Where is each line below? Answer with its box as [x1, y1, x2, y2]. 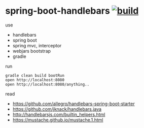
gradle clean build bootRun [5, 73, 65, 78]
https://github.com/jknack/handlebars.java [12, 106, 102, 112]
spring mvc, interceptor [12, 42, 62, 48]
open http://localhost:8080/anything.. [5, 82, 90, 87]
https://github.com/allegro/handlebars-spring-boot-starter [12, 101, 135, 107]
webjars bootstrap [12, 48, 51, 54]
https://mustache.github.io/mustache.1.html [12, 117, 103, 123]
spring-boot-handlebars [5, 5, 110, 17]
